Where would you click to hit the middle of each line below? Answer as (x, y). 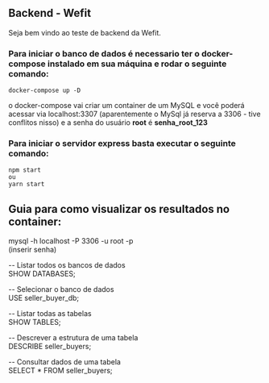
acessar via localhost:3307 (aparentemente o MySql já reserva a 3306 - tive (134, 114)
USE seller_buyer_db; (44, 298)
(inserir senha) (33, 250)
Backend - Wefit (50, 13)
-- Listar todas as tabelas (50, 314)
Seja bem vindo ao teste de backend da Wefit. (85, 32)
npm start (25, 170)
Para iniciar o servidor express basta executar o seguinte (122, 144)
